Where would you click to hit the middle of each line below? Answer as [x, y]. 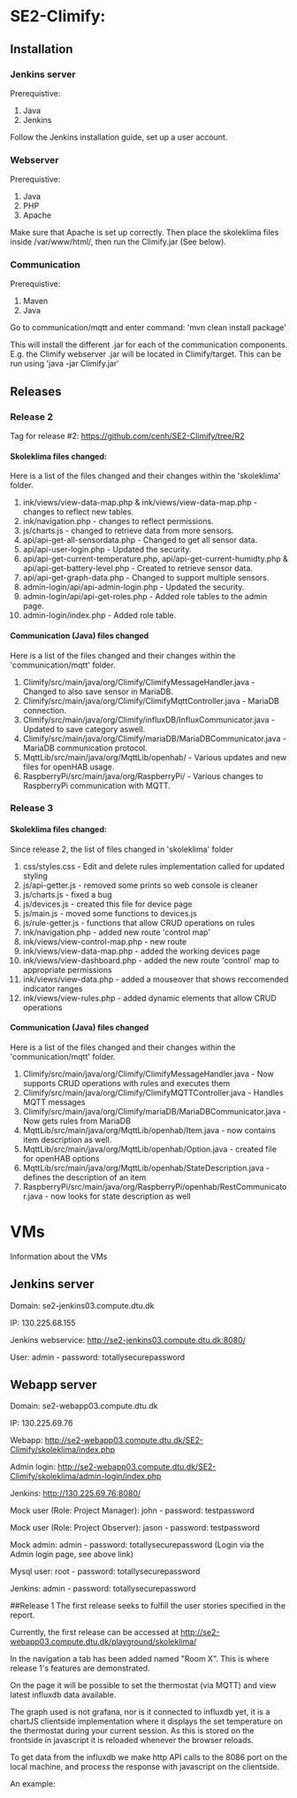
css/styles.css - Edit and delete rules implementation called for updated [154, 866]
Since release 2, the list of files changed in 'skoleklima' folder [122, 849]
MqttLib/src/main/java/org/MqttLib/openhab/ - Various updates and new [155, 757]
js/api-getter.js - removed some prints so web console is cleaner [141, 885]
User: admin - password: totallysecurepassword [98, 1357]
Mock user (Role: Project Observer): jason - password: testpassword [135, 1528]
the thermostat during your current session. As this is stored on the [132, 1731]
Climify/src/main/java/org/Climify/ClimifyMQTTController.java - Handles [153, 1092]
